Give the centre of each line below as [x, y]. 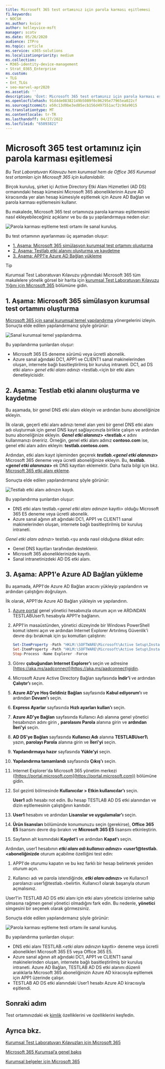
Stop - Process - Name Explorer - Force [50, 654]
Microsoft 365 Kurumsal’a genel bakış [44, 1052]
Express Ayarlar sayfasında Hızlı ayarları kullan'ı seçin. [69, 707]
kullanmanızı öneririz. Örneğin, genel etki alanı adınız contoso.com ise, [77, 440]
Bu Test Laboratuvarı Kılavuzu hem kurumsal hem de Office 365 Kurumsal [81, 172]
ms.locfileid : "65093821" [32, 124]
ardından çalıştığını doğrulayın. [36, 591]
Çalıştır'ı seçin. [28, 683]
